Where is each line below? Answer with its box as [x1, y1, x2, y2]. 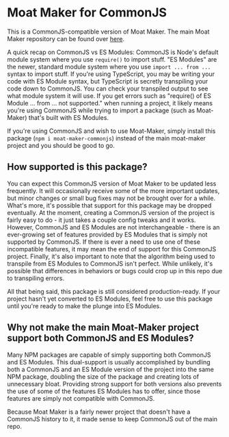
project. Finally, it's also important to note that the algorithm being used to [7, 252, 215, 260]
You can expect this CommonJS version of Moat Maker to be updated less [7, 179, 217, 188]
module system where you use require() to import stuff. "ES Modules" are [7, 55, 217, 63]
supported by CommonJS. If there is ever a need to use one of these [7, 238, 200, 246]
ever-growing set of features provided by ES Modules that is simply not [7, 230, 208, 238]
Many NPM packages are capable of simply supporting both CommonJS [7, 351, 211, 359]
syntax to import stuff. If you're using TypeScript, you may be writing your [7, 70, 215, 78]
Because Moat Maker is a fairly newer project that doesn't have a [7, 408, 191, 416]
